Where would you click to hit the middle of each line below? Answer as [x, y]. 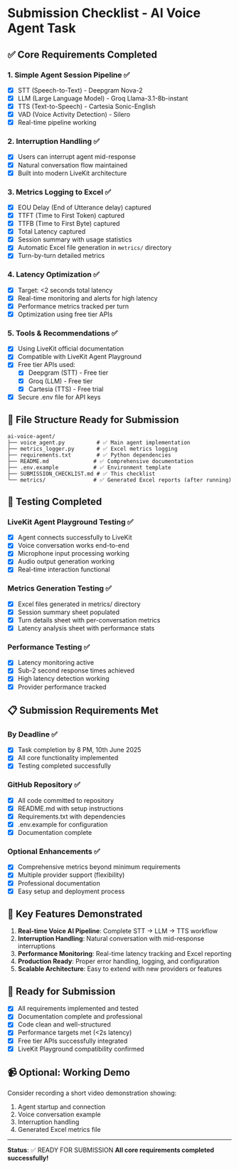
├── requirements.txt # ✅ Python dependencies [89, 455]
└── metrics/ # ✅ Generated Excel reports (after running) [120, 480]
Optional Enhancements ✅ [54, 851]
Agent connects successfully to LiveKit [75, 537]
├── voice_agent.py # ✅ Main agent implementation [99, 442]
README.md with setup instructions [70, 808]
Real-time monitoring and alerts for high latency [87, 298]
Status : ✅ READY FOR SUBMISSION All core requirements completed [111, 1150]
